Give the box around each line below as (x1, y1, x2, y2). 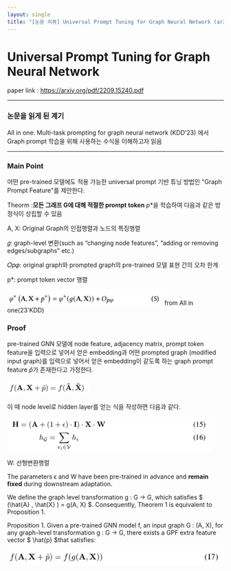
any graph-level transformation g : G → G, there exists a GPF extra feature (7, 528, 217, 537)
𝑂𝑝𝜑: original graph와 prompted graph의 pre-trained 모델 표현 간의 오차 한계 (7, 261, 219, 269)
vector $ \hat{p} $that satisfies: (7, 536, 96, 544)
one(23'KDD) (7, 306, 45, 314)
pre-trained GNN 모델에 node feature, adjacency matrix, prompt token (7, 340, 204, 348)
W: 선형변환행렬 (7, 459, 50, 467)
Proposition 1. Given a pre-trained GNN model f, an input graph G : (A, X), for (7, 521, 223, 530)
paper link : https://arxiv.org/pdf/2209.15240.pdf (7, 86, 144, 94)
